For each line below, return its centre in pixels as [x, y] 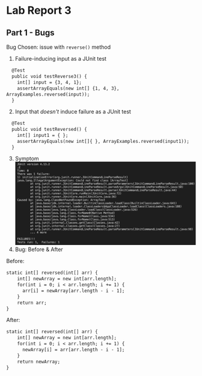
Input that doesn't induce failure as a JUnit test [73, 111]
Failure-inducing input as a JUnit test [61, 59]
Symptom [27, 159]
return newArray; [39, 362]
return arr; [32, 303]
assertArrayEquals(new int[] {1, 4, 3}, [68, 88]
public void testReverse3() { [49, 76]
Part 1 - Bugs [30, 33]
